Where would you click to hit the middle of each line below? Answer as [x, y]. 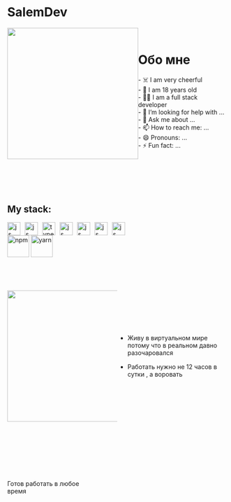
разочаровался [150, 353]
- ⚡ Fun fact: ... [160, 145]
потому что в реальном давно [172, 345]
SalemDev [37, 12]
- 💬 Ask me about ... [167, 119]
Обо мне [164, 60]
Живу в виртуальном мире [167, 337]
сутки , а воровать [155, 374]
